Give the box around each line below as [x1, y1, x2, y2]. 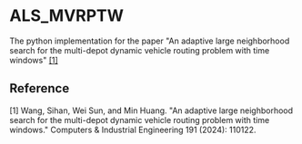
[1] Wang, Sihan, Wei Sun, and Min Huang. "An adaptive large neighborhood [9, 105, 294, 116]
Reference [9, 81, 70, 96]
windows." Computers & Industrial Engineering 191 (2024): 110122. [9, 124, 257, 135]
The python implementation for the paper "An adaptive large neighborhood [9, 35, 290, 46]
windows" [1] [9, 54, 59, 65]
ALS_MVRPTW [9, 5, 125, 26]
